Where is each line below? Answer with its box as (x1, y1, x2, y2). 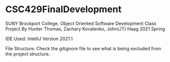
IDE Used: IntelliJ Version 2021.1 (5, 36, 73, 42)
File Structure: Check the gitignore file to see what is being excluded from (5, 45, 162, 51)
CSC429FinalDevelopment (5, 4, 122, 15)
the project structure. (5, 51, 50, 57)
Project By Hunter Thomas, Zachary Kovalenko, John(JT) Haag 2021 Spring (5, 25, 165, 32)
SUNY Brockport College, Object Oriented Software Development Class (5, 20, 157, 26)
